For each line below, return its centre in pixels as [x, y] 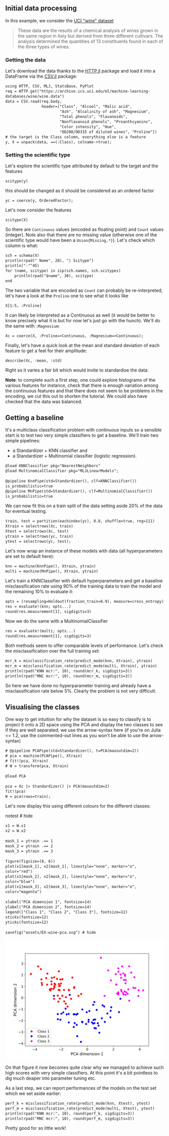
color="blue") [20, 882]
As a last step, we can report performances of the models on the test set [81, 1088]
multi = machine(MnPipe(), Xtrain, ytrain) [52, 571]
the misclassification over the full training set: [53, 651]
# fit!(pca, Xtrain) [27, 761]
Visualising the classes [43, 707]
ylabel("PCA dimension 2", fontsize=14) [49, 907]
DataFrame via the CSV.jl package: [41, 76]
